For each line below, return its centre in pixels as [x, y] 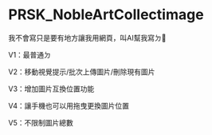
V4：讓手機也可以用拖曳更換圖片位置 [69, 105]
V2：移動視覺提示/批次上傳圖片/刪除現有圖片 [82, 71]
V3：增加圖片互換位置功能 [51, 89]
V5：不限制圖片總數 [41, 122]
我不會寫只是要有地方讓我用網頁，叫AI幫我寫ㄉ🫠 [87, 38]
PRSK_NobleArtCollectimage [106, 15]
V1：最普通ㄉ [30, 54]
